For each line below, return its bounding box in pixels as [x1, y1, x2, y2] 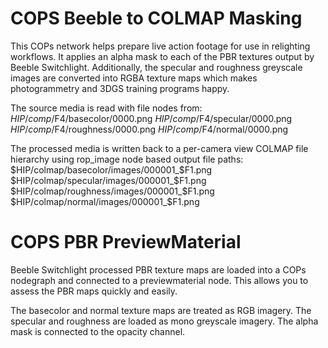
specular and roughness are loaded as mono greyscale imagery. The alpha [10, 315, 319, 327]
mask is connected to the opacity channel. [10, 325, 186, 337]
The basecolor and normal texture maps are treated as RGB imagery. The [10, 304, 312, 316]
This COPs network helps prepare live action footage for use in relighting [10, 40, 311, 52]
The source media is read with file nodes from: [10, 102, 203, 114]
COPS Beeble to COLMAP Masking [10, 7, 303, 30]
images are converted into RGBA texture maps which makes [10, 72, 258, 84]
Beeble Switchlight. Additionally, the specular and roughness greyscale [10, 61, 303, 73]
